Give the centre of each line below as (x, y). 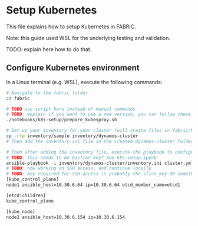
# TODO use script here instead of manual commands (71, 109)
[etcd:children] (26, 195)
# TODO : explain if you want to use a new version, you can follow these (99, 114)
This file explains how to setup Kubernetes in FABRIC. (71, 26)
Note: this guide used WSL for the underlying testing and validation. (88, 38)
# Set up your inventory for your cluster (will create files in (88, 131)
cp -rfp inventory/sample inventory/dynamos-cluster (72, 136)
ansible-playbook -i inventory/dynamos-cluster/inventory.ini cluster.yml (100, 163)
